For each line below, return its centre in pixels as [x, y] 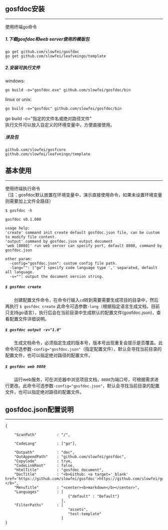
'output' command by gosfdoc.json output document [59, 241]
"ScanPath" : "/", [42, 435]
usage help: [17, 228]
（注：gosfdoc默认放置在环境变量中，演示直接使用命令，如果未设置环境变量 [84, 194]
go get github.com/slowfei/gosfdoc [42, 52]
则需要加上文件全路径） [29, 201]
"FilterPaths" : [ [39, 505]
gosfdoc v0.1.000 [23, 219]
